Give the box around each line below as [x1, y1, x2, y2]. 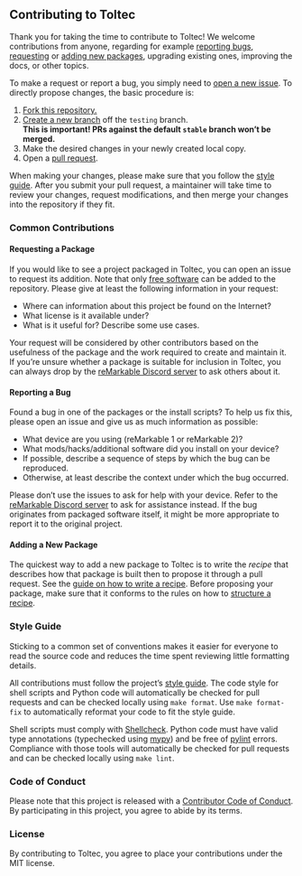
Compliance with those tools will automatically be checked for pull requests [9, 742, 290, 753]
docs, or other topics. [9, 60, 89, 70]
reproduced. [22, 462, 69, 473]
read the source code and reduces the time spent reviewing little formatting [9, 650, 290, 661]
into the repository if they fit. [9, 199, 115, 210]
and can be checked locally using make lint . [9, 752, 175, 763]
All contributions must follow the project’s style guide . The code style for [9, 677, 279, 688]
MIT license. [9, 858, 56, 869]
